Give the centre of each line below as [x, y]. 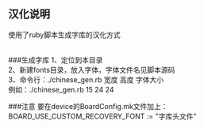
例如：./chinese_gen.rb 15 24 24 [61, 89]
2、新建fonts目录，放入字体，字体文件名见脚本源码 [92, 70]
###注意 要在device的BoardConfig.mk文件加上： [88, 106]
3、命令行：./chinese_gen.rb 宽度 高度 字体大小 [86, 79]
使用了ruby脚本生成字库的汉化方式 [64, 35]
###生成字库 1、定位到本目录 [56, 60]
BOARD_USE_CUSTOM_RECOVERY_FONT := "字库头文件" [102, 116]
